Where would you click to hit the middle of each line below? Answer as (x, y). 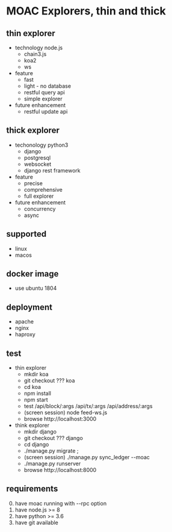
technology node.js (39, 47)
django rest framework (52, 170)
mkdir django (40, 432)
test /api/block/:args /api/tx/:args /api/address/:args (88, 406)
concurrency (40, 209)
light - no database (47, 86)
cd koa (32, 387)
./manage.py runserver (52, 463)
